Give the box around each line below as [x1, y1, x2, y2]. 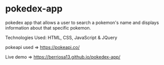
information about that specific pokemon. [5, 24, 91, 30]
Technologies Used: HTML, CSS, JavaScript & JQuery [5, 34, 118, 40]
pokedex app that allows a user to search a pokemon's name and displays [5, 19, 159, 25]
